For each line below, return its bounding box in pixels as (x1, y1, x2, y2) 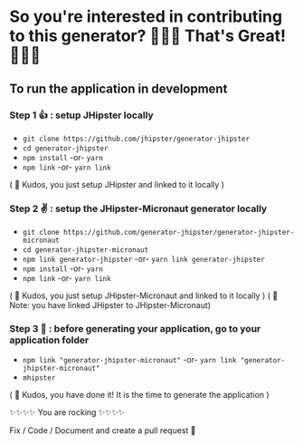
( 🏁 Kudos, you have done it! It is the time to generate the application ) (9, 390, 270, 401)
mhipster (22, 373, 56, 382)
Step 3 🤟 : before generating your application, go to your (9, 323, 261, 335)
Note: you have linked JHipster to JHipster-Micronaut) (9, 300, 211, 311)
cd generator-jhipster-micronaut (22, 246, 149, 255)
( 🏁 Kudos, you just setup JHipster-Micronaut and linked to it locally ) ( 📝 (9, 290, 279, 301)
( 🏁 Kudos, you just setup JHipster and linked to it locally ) (9, 179, 224, 189)
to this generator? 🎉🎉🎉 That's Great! (9, 25, 287, 46)
